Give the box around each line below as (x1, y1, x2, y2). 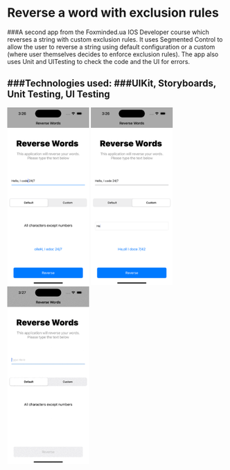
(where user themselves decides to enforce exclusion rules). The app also (7, 50, 219, 58)
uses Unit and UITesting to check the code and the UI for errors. (7, 57, 191, 65)
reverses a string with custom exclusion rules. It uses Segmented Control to (7, 35, 223, 43)
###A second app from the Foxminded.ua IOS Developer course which (7, 28, 210, 36)
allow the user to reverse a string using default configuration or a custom (7, 42, 215, 51)
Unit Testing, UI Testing (7, 88, 111, 100)
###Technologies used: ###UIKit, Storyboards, (7, 78, 217, 90)
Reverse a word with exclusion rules (7, 5, 220, 21)
